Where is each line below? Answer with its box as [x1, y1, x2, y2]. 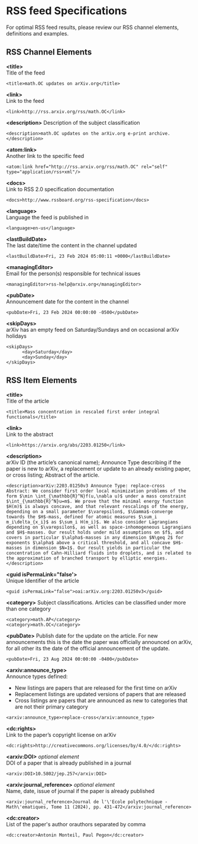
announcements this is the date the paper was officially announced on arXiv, [6, 638, 193, 645]
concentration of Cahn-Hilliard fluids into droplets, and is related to [6, 550, 192, 556]
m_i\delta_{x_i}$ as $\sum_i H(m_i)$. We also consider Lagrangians [6, 519, 178, 525]
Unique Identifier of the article [6, 577, 80, 584]
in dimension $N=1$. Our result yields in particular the [24, 545, 170, 551]
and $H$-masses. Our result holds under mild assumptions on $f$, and [6, 529, 184, 535]
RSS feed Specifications [6, 4, 127, 18]
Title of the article [6, 397, 49, 405]
